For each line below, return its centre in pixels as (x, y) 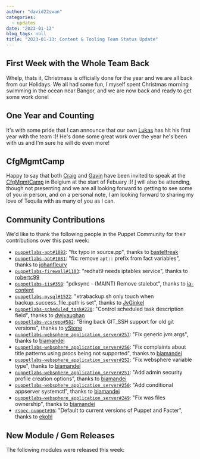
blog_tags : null (26, 34)
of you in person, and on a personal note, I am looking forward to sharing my (100, 195)
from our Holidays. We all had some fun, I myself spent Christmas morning (97, 84)
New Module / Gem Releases (60, 435)
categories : (21, 17)
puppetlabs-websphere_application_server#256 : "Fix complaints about (100, 347)
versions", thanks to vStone (48, 328)
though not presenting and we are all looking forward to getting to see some (99, 188)
